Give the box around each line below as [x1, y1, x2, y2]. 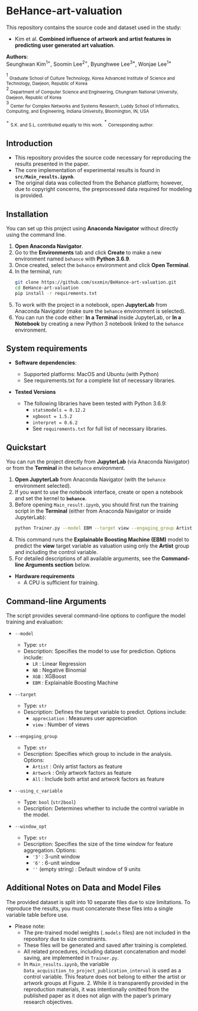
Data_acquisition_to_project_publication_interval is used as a [23, 967, 181, 974]
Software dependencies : [14, 359, 77, 366]
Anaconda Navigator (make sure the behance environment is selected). [14, 307, 186, 314]
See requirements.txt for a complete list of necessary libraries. [23, 377, 176, 384]
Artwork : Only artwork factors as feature [32, 769, 132, 776]
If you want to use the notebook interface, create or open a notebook [14, 488, 183, 496]
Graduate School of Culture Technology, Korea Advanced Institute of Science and [9, 75, 176, 81]
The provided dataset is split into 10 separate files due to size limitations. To [6, 898, 191, 905]
